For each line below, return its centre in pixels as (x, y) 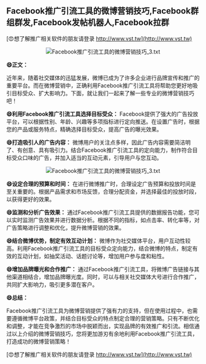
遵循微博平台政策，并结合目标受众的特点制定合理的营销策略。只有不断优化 (105, 318)
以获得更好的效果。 (31, 199)
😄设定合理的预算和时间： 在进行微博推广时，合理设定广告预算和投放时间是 (101, 184)
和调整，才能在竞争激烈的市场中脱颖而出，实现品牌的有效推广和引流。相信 (100, 326)
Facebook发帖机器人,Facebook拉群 (101, 22)
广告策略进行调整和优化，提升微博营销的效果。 (65, 228)
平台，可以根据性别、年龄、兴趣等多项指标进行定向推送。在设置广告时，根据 (103, 121)
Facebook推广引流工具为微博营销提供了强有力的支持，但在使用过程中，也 (99, 311)
